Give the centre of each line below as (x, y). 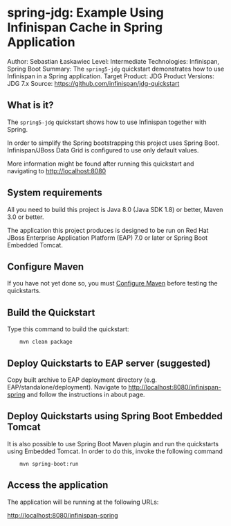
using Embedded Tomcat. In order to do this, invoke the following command (115, 451)
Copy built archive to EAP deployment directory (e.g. (82, 380)
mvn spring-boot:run (49, 464)
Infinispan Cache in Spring (85, 27)
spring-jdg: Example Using (86, 13)
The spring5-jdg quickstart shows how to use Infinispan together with (107, 122)
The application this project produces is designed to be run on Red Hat (108, 230)
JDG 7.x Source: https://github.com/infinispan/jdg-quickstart (93, 83)
